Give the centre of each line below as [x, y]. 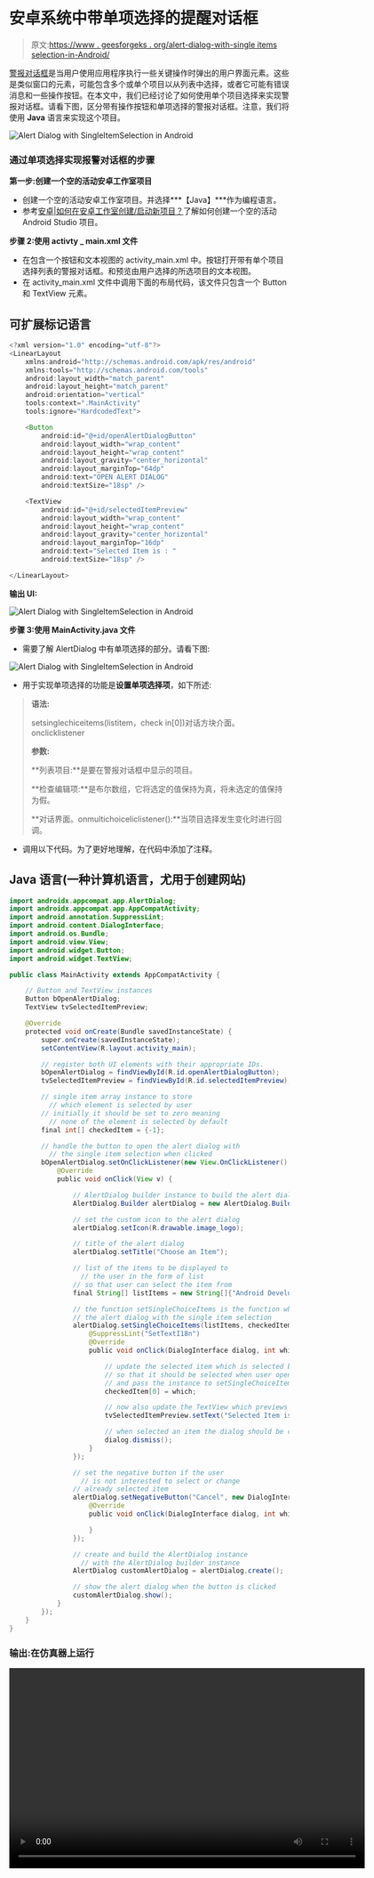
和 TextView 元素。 [57, 294]
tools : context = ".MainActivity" [83, 403]
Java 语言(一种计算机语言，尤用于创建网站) [128, 880]
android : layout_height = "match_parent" [97, 387]
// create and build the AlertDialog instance [160, 1554]
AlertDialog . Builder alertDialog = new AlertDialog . [172, 1203]
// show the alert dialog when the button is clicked [174, 1587]
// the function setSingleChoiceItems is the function [176, 1309]
